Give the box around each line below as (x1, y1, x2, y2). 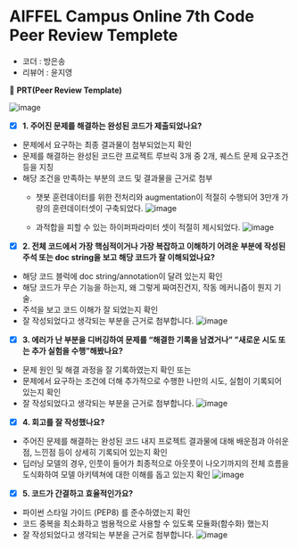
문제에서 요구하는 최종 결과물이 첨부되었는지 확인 (21, 140, 192, 150)
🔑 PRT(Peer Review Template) (9, 85, 122, 95)
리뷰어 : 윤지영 (21, 67, 73, 78)
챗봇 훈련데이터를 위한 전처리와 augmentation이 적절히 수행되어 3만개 (35, 192, 279, 202)
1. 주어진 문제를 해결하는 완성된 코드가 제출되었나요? (21, 120, 203, 131)
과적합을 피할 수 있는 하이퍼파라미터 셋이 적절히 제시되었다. (35, 222, 241, 233)
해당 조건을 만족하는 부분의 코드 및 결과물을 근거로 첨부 (21, 173, 213, 184)
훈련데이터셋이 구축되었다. (52, 203, 144, 213)
